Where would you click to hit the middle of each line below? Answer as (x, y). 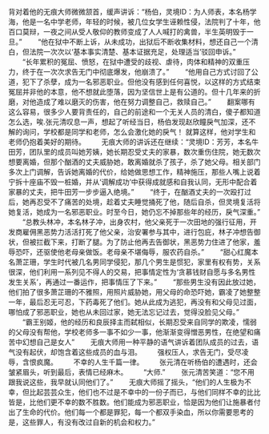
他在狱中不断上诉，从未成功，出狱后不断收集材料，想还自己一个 (147, 42)
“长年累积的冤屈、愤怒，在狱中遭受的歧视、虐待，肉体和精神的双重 (132, 62)
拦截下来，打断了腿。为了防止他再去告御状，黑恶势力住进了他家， (145, 242)
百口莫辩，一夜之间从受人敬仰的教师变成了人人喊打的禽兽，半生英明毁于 (127, 32)
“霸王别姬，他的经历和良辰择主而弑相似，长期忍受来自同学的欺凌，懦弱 (140, 322)
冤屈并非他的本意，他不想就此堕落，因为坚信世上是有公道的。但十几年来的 (131, 92)
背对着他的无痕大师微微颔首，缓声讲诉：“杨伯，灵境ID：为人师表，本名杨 (129, 12)
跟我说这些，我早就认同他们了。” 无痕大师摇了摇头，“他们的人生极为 (126, 382)
